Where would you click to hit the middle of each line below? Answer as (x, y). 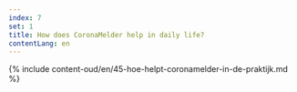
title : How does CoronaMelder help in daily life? (107, 35)
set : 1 (21, 26)
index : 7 (25, 18)
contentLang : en (39, 43)
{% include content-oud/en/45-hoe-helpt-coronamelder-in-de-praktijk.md (148, 69)
